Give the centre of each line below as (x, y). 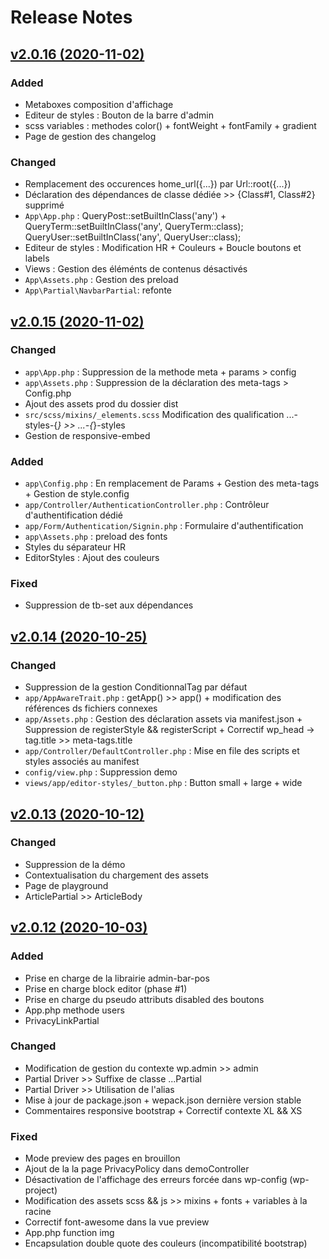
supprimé (44, 205)
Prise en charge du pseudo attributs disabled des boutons (144, 999)
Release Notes (71, 17)
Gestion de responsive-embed (87, 435)
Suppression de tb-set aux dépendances (109, 605)
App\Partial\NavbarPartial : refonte (98, 290)
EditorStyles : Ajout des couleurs (92, 558)
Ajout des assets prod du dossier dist (101, 403)
